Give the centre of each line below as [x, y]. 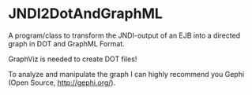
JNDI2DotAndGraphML [86, 14]
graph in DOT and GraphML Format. [66, 43]
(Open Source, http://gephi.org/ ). [62, 82]
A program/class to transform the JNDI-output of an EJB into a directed [124, 35]
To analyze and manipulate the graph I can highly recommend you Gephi [126, 74]
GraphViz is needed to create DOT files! [73, 59]
